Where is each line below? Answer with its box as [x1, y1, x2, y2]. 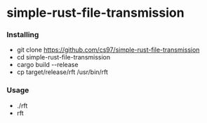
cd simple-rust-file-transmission [16, 53, 111, 61]
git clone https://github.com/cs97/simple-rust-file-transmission [16, 45, 200, 54]
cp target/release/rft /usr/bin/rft [16, 68, 108, 76]
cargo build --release [16, 61, 79, 69]
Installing [6, 30, 39, 40]
